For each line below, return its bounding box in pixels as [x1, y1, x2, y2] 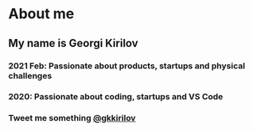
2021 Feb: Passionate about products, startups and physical [8, 60, 245, 71]
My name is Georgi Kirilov [8, 37, 138, 50]
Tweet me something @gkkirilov [8, 113, 136, 124]
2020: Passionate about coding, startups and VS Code [8, 91, 224, 102]
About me [8, 5, 75, 23]
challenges [8, 70, 53, 81]
